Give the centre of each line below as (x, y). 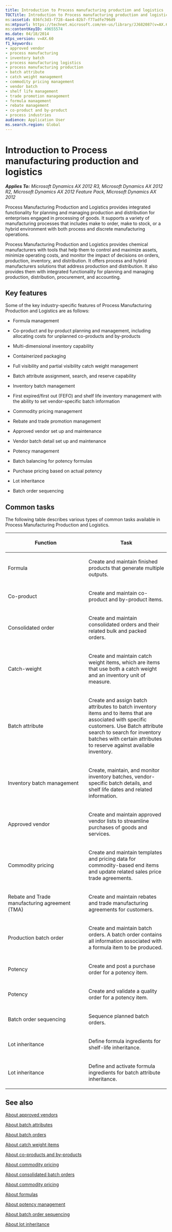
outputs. (99, 575)
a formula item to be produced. (126, 947)
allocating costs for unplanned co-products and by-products (77, 336)
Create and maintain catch (120, 656)
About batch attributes (29, 1125)
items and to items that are (121, 713)
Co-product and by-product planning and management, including (82, 331)
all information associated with (125, 941)
